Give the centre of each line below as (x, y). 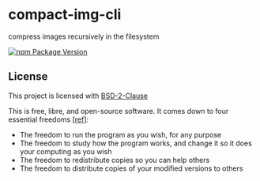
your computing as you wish (66, 151)
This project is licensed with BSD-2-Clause (78, 96)
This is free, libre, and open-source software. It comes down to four (119, 111)
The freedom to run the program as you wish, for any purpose (121, 134)
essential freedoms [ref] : (49, 119)
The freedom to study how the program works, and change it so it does (136, 143)
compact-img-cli (65, 15)
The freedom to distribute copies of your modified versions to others (131, 168)
